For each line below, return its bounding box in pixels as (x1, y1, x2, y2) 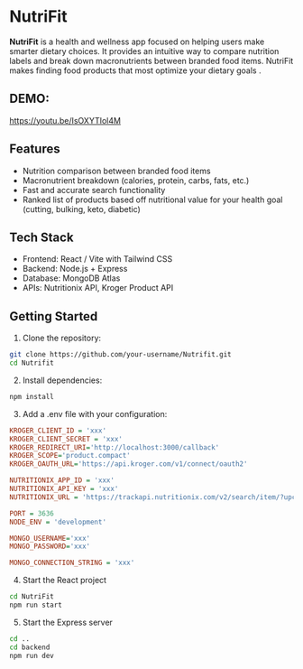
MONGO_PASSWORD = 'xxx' (9, 542, 91, 552)
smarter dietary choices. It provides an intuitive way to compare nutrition (9, 45, 280, 56)
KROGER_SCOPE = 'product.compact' (9, 451, 131, 460)
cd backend (9, 643, 50, 652)
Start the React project (22, 575, 106, 586)
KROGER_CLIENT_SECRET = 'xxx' (9, 434, 124, 443)
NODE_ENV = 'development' (9, 517, 106, 526)
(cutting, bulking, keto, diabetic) (22, 203, 142, 214)
